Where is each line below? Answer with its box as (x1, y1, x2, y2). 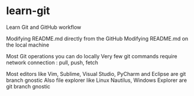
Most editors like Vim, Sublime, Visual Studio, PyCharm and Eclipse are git (6, 70, 186, 77)
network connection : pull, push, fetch (6, 59, 98, 66)
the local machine (6, 41, 50, 48)
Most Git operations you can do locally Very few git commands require (6, 52, 177, 59)
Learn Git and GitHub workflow (6, 24, 81, 31)
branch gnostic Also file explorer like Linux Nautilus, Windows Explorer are (6, 77, 188, 84)
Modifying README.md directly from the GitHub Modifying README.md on (6, 35, 189, 42)
